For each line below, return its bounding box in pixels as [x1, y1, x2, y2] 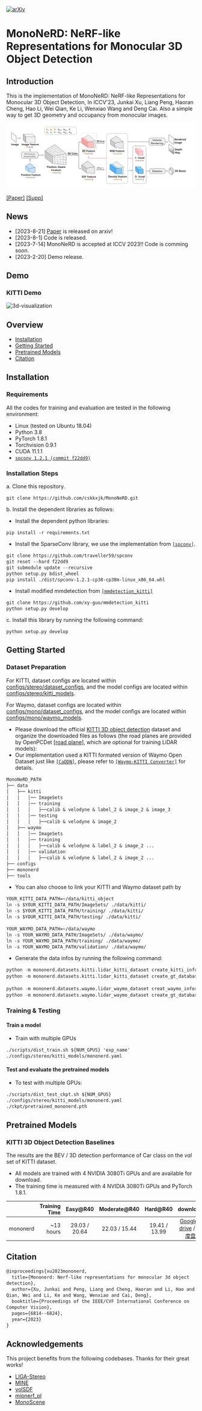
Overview [6, 320, 44, 330]
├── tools [6, 873, 31, 879]
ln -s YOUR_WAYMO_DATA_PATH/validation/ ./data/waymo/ [6, 944, 147, 950]
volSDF [14, 1386, 33, 1393]
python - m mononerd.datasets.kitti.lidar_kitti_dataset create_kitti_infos [6, 967, 200, 973]
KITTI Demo [6, 288, 42, 297]
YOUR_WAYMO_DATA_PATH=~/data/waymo [6, 926, 96, 932]
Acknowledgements [6, 1339, 84, 1349]
